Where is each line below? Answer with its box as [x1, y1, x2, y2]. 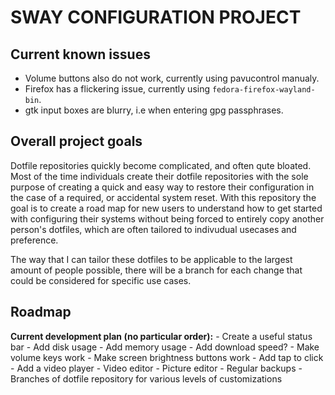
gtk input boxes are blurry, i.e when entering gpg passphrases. [24, 104, 284, 116]
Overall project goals [10, 133, 143, 150]
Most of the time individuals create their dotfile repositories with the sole [10, 170, 309, 182]
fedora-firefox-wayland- [211, 85, 316, 95]
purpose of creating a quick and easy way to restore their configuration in [10, 181, 315, 193]
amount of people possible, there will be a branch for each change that [10, 264, 303, 276]
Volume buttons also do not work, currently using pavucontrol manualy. [24, 72, 320, 84]
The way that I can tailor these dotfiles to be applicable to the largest [10, 253, 293, 265]
